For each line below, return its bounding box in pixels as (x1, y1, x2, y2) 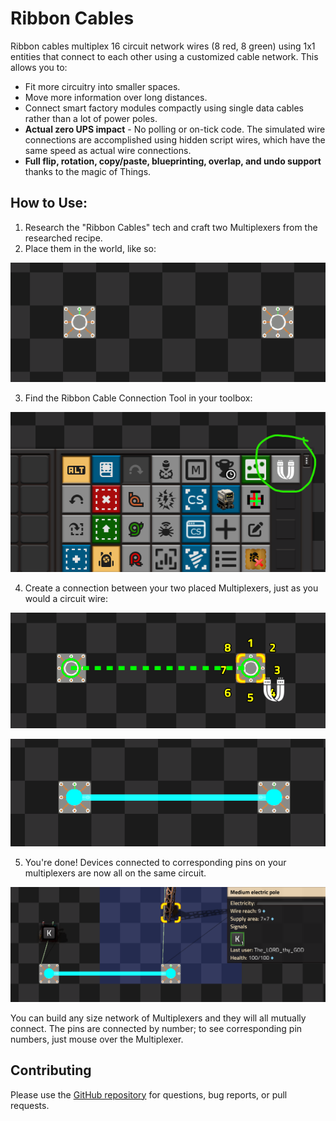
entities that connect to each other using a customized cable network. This (10, 50, 319, 62)
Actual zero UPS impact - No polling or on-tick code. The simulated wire (24, 123, 326, 135)
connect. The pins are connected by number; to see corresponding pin (10, 1022, 303, 1034)
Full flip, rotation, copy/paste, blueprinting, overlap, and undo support (24, 155, 322, 167)
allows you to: (10, 61, 68, 73)
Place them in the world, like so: (24, 242, 157, 254)
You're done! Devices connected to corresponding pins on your (24, 857, 287, 869)
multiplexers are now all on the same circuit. (24, 867, 207, 879)
